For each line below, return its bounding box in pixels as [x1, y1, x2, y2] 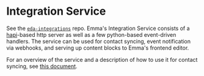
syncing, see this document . [6, 63, 78, 70]
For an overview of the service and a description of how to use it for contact [6, 56, 198, 63]
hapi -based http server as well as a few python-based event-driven [6, 31, 177, 38]
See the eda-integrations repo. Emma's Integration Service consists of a [6, 25, 191, 32]
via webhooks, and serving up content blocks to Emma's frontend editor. [6, 44, 189, 51]
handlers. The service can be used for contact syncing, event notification [6, 37, 191, 45]
